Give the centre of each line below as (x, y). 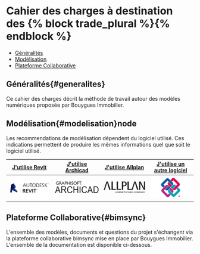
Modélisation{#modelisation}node (71, 124)
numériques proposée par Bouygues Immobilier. (65, 105)
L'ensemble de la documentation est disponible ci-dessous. (79, 244)
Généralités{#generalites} (56, 84)
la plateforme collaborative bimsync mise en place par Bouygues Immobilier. (100, 238)
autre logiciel (171, 171)
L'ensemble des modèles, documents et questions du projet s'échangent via (100, 232)
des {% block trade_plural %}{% (88, 24)
